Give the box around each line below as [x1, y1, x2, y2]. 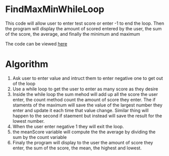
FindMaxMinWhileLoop [5, 4, 104, 15]
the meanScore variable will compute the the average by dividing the [12, 129, 156, 135]
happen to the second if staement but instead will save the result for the [12, 113, 162, 119]
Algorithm [5, 59, 48, 70]
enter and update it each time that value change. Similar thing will [12, 107, 149, 113]
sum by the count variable [12, 134, 67, 140]
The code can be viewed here [5, 40, 68, 46]
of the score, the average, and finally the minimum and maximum [5, 31, 140, 37]
